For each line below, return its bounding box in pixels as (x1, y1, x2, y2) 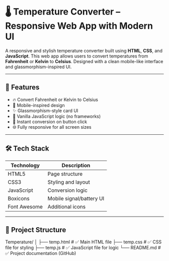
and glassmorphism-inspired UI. (5, 64, 72, 70)
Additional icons (47, 203, 86, 210)
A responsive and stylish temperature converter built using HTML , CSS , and (5, 47, 162, 54)
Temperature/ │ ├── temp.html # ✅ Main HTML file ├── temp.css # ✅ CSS (5, 239, 162, 245)
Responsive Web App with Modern (5, 20, 153, 32)
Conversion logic (47, 187, 88, 194)
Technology (11, 162, 40, 169)
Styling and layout (47, 178, 91, 185)
